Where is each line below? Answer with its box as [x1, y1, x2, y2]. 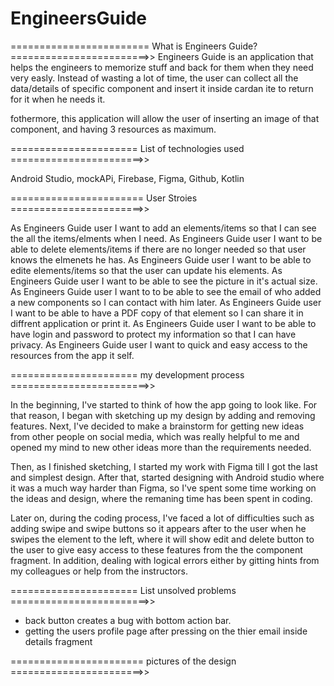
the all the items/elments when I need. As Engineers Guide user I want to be [10, 232, 323, 244]
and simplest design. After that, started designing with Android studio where [10, 471, 325, 483]
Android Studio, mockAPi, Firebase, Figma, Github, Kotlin [10, 172, 245, 184]
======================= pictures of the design [10, 655, 237, 667]
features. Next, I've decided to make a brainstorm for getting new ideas [10, 420, 305, 432]
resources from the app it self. [10, 349, 135, 361]
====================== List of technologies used [10, 142, 245, 154]
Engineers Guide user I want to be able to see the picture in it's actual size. [10, 275, 318, 287]
